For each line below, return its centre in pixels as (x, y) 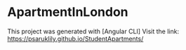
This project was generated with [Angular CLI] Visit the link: (93, 31)
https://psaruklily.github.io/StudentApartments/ (75, 38)
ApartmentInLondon (68, 12)
